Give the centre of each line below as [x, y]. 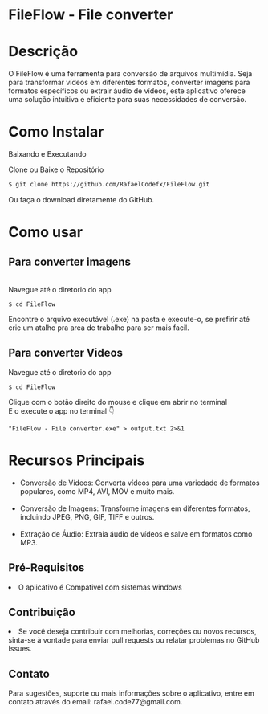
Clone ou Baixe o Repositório [56, 169]
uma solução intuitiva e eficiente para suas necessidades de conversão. [128, 100]
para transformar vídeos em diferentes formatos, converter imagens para [129, 83]
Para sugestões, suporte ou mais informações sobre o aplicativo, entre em [132, 693]
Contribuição [42, 612]
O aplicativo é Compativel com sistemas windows [100, 587]
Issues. [20, 649]
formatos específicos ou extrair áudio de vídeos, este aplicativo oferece [127, 91]
